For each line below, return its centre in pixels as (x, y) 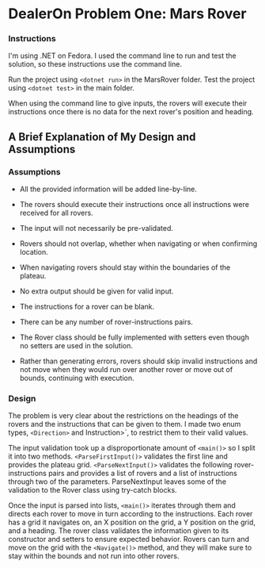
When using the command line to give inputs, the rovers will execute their (128, 103)
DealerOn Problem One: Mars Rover (127, 14)
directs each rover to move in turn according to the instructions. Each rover (131, 514)
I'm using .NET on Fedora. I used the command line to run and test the (122, 56)
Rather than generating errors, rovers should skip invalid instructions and (138, 361)
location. (34, 252)
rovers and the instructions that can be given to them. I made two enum (125, 424)
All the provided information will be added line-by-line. (108, 189)
